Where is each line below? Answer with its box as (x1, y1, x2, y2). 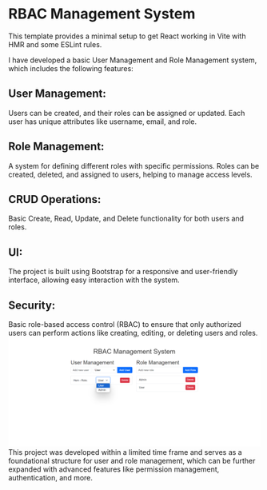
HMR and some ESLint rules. (8, 39, 102, 49)
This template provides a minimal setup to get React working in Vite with (8, 31, 246, 41)
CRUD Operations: (8, 193, 102, 206)
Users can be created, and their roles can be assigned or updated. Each (8, 108, 245, 118)
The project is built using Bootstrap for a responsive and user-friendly (8, 267, 238, 277)
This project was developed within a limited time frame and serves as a (8, 447, 242, 456)
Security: (8, 298, 56, 312)
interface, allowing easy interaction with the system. (8, 275, 180, 285)
